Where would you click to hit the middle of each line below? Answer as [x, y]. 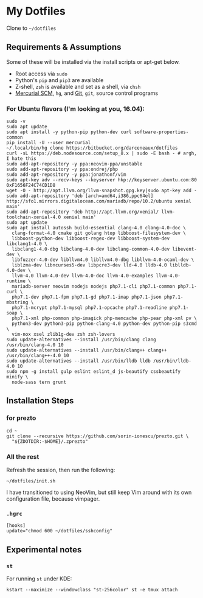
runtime [16, 281]
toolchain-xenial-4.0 [34, 217]
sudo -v [16, 122]
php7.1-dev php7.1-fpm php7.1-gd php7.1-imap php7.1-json [87, 297]
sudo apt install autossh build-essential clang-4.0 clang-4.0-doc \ [96, 228]
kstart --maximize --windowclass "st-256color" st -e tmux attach [92, 590]
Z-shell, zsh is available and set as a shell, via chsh [78, 86]
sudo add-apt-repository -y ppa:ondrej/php [62, 169]
